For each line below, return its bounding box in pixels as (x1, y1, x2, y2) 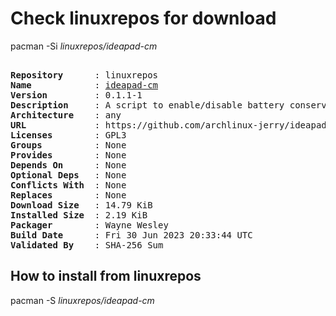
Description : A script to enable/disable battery (10, 99, 285, 111)
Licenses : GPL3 (10, 129, 127, 141)
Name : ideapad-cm (10, 79, 159, 91)
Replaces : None (10, 189, 127, 201)
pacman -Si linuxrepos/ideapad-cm (10, 40, 158, 52)
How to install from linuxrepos (10, 268, 202, 285)
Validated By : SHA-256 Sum (10, 239, 164, 251)
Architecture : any (10, 109, 122, 121)
